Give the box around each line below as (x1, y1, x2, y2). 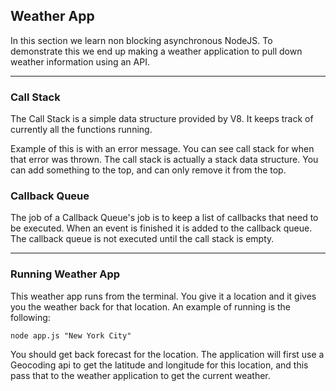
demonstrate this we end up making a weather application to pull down (10, 45, 303, 57)
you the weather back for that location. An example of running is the (10, 300, 292, 313)
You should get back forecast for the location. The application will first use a (10, 348, 325, 360)
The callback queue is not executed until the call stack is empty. (10, 233, 275, 245)
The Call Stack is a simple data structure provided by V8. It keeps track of (10, 113, 314, 125)
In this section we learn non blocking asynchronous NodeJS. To (10, 34, 273, 46)
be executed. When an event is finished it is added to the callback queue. (10, 222, 313, 234)
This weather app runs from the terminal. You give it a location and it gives (10, 290, 317, 302)
